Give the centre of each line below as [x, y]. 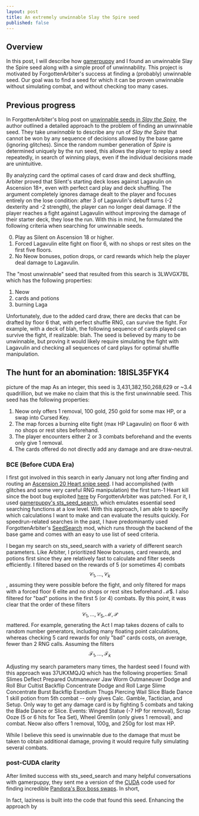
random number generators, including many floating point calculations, [93, 631]
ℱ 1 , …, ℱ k [100, 654]
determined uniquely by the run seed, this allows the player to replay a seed [99, 151]
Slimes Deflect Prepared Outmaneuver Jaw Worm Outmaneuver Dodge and [99, 679]
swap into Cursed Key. [42, 418]
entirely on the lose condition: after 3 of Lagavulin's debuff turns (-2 [89, 200]
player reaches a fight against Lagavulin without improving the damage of [96, 213]
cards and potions [37, 298]
